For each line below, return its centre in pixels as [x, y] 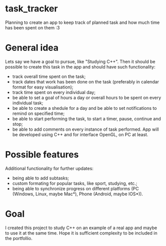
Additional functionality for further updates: [49, 168]
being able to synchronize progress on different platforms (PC [76, 188]
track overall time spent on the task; [49, 76]
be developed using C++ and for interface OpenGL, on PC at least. [80, 134]
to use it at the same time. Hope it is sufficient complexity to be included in [81, 233]
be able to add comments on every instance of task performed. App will [85, 129]
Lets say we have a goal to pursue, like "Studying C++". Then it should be [80, 61]
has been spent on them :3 [32, 27]
